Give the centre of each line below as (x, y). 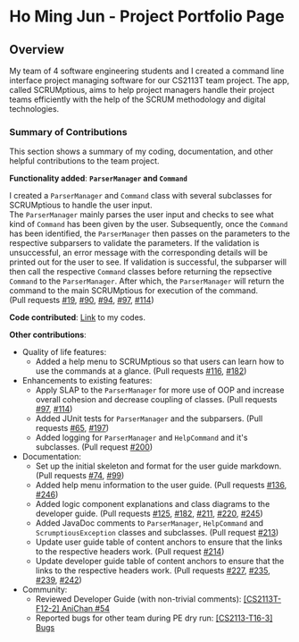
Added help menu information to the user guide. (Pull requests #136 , (161, 486)
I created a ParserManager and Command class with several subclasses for (141, 196)
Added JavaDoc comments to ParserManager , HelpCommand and (149, 523)
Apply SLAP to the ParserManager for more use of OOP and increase (160, 390)
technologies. (34, 109)
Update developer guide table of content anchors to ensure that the (160, 562)
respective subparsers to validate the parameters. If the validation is (134, 243)
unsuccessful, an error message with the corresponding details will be (138, 253)
